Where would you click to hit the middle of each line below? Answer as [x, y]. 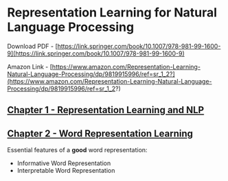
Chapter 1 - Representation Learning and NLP [106, 110]
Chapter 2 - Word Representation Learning [100, 133]
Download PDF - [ [32, 46]
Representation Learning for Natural [112, 13]
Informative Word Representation [64, 163]
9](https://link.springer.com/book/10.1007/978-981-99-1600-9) [96, 53]
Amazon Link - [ [30, 67]
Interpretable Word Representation [66, 171]
